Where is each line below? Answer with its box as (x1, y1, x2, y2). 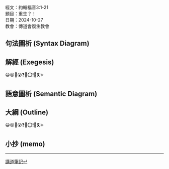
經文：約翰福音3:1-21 (5, 5, 49, 10)
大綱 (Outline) (5, 108, 49, 116)
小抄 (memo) (5, 139, 45, 148)
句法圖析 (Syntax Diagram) (5, 39, 90, 48)
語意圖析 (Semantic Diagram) (5, 89, 98, 98)
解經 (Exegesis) (5, 58, 54, 66)
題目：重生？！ (5, 11, 36, 17)
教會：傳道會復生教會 (5, 23, 49, 29)
